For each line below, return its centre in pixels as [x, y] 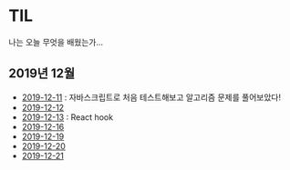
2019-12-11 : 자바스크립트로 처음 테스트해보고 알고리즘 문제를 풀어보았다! [151, 97]
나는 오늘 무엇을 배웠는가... [56, 42]
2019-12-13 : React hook [67, 117]
